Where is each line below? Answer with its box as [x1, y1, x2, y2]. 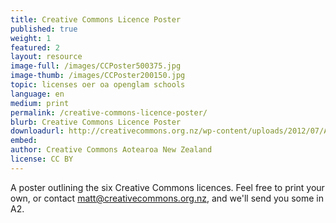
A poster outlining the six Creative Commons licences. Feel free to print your [10, 181, 325, 193]
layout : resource [10, 52, 83, 62]
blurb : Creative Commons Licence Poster [10, 117, 182, 127]
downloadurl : [10, 126, 65, 136]
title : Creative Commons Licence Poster [10, 14, 182, 25]
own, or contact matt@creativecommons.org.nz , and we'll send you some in [10, 192, 324, 204]
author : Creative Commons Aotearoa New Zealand [10, 145, 213, 155]
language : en [10, 89, 65, 99]
